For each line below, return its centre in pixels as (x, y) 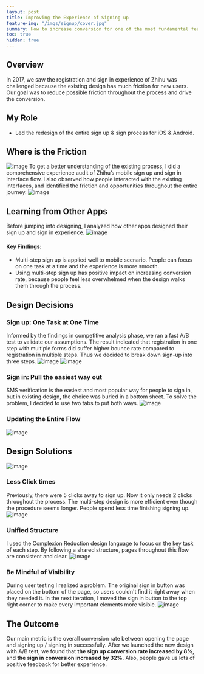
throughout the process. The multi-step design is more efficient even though (102, 501)
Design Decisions (40, 305)
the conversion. (26, 99)
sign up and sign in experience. (46, 232)
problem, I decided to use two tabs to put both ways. (72, 403)
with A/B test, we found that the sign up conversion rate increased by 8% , (100, 651)
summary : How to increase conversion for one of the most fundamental (97, 29)
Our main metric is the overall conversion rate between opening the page (98, 639)
